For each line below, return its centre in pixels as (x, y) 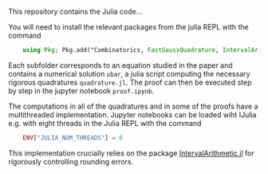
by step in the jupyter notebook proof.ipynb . (81, 90)
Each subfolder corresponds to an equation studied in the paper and (120, 65)
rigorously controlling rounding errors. (71, 161)
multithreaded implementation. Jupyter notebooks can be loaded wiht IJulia (132, 114)
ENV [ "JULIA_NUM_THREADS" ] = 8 (73, 138)
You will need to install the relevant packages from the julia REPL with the (128, 27)
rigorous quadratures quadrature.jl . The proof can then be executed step (130, 82)
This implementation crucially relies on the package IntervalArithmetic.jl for (131, 153)
